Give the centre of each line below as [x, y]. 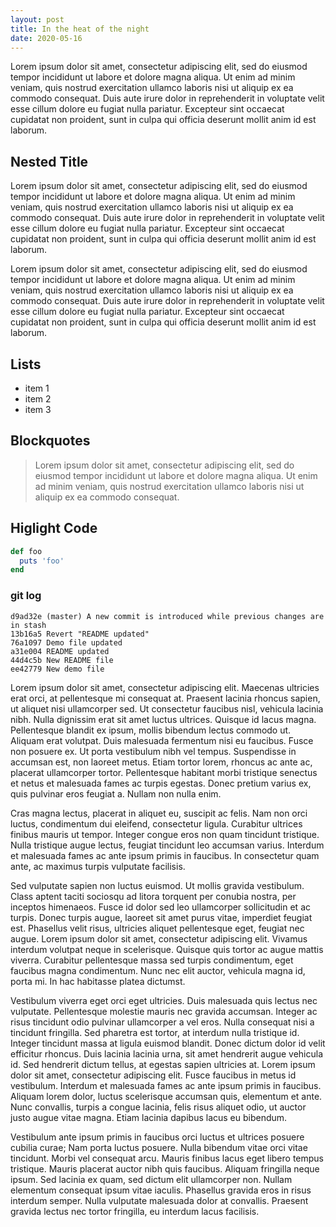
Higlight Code [54, 528]
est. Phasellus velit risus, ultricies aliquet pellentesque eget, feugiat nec [157, 928]
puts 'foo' [42, 561]
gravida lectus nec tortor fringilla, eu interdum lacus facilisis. [135, 1211]
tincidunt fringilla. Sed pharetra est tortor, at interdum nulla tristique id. [155, 1032]
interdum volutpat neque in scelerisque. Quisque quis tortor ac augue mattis [167, 949]
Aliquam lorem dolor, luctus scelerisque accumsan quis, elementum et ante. [166, 1096]
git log [26, 596]
